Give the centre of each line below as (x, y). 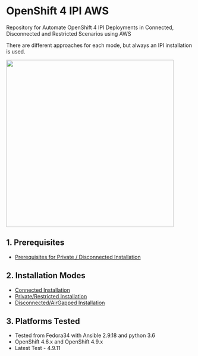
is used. (16, 51)
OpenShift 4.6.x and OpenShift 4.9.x (59, 342)
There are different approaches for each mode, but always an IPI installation (99, 45)
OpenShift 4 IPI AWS (57, 11)
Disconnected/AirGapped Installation (60, 303)
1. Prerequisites (35, 243)
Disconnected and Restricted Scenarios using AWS (69, 33)
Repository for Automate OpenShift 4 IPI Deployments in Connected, (90, 27)
